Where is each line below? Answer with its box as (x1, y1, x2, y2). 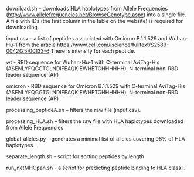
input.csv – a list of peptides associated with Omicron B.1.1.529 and (6, 35, 168, 42)
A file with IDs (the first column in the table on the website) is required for (6, 18, 183, 24)
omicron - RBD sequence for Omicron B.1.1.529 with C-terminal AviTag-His (6, 83, 186, 90)
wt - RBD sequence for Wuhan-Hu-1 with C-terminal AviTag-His (6, 59, 160, 66)
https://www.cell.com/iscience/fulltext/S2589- (56, 41, 169, 48)
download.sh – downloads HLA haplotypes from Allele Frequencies (6, 5, 168, 12)
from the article (18, 41, 56, 48)
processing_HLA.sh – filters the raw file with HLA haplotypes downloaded (6, 118, 183, 125)
